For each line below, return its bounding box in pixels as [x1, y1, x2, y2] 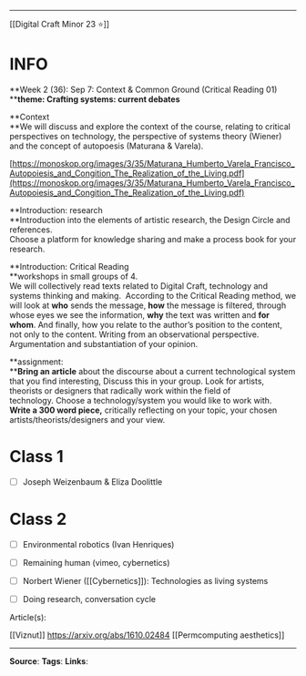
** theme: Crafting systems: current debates [9, 93, 180, 105]
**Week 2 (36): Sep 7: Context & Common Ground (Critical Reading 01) [9, 84, 278, 95]
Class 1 [9, 446, 64, 467]
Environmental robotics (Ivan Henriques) [22, 538, 175, 549]
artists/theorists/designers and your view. [9, 414, 166, 425]
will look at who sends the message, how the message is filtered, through [9, 300, 287, 311]
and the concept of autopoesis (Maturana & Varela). [9, 140, 204, 151]
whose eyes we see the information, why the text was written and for [9, 309, 270, 320]
